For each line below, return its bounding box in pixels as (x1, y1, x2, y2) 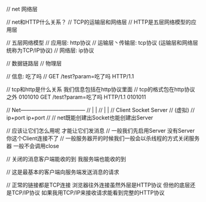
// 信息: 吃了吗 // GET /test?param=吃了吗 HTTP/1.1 (6, 73, 134, 80)
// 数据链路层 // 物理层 (6, 60, 62, 67)
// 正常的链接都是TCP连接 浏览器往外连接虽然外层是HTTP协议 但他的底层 (6, 181, 191, 189)
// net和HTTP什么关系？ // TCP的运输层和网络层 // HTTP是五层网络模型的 (6, 18, 191, 26)
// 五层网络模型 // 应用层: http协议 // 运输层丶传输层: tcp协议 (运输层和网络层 (6, 39, 198, 46)
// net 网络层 (6, 6, 38, 12)
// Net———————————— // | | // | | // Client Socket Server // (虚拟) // (6, 107, 195, 113)
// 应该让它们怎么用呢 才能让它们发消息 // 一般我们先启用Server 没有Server (6, 127, 195, 134)
